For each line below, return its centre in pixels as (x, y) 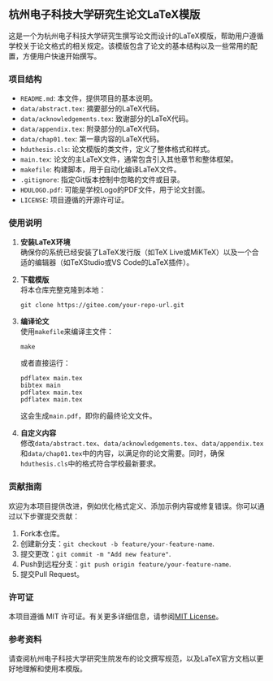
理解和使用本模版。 (54, 669)
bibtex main (40, 386)
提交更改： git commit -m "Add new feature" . (95, 553)
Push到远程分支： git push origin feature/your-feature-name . (126, 564)
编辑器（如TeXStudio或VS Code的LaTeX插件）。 (114, 262)
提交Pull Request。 (52, 574)
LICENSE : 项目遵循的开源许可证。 (74, 200)
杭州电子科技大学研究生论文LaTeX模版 (104, 15)
